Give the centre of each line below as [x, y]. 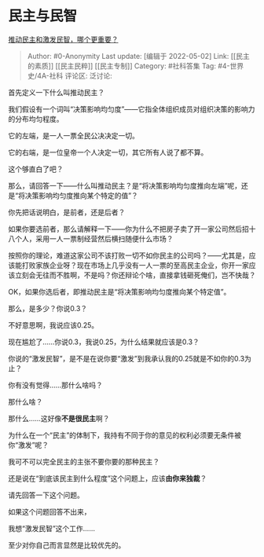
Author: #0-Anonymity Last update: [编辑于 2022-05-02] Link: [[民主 [138, 56]
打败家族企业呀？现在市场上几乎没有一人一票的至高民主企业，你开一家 [135, 265]
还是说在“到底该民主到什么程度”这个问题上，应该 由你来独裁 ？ [108, 478]
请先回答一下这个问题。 [46, 495]
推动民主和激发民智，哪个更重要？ [63, 39]
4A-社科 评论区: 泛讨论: [74, 75]
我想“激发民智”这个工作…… [52, 528]
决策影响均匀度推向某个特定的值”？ [82, 195]
